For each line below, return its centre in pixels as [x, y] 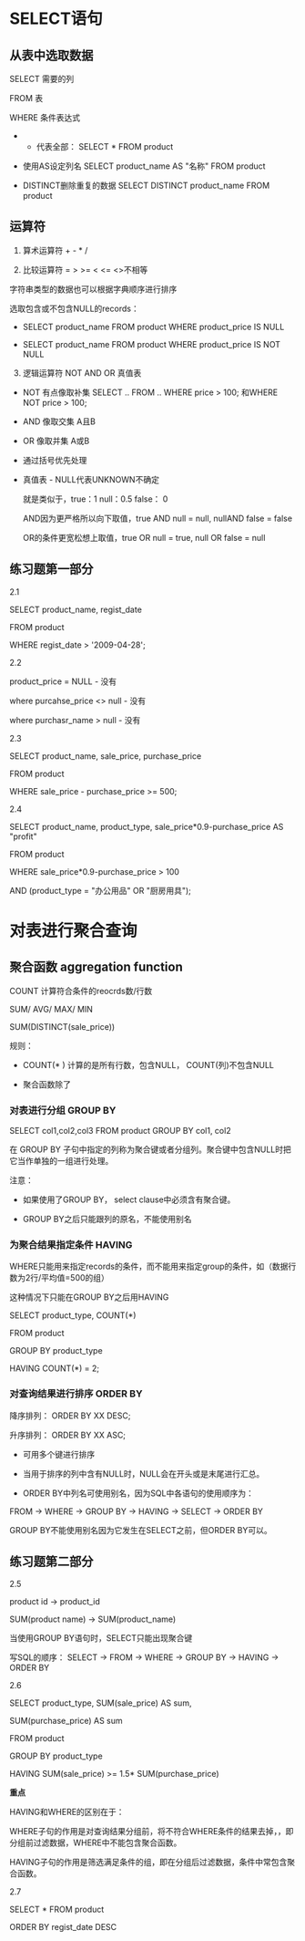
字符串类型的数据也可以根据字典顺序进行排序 [93, 289]
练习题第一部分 [51, 570]
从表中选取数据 [51, 55]
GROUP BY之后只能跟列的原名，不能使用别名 [107, 1219]
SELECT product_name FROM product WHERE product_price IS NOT [151, 344]
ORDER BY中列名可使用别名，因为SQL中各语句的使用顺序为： [138, 1493]
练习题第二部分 [51, 1561]
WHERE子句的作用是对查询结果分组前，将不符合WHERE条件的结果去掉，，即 [152, 1832]
